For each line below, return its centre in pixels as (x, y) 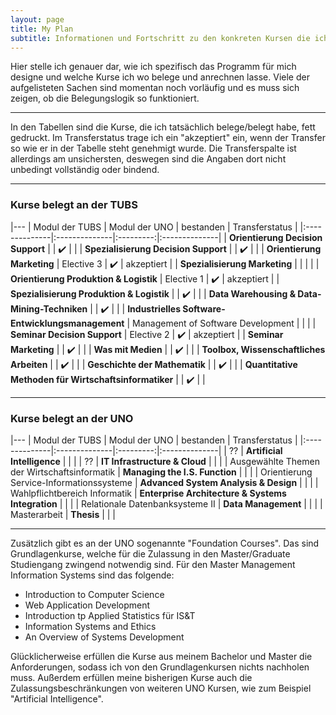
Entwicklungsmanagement (67, 323)
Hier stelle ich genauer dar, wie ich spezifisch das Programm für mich (153, 67)
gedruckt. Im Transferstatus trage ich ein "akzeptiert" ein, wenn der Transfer (168, 138)
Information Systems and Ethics (90, 626)
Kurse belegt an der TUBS (74, 205)
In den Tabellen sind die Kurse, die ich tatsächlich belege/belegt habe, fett (163, 127)
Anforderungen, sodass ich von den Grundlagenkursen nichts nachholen (160, 667)
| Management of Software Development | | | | (221, 323)
